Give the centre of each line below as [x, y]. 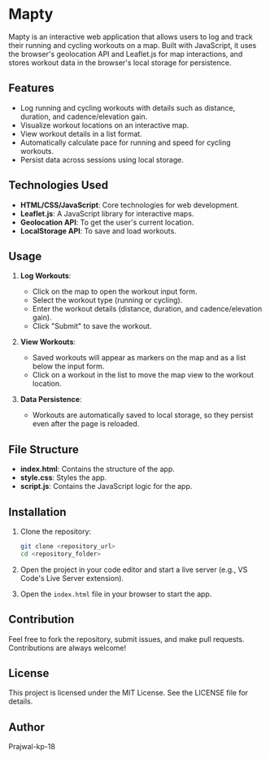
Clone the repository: [56, 531]
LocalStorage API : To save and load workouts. [98, 231]
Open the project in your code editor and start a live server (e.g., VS [134, 569]
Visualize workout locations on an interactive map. [105, 125]
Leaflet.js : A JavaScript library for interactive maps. [107, 213]
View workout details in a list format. [81, 133]
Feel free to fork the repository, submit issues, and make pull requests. [127, 639]
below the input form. [68, 366]
